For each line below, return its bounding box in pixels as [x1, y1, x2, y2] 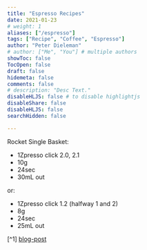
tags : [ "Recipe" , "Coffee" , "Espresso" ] [7, 36, 126, 43]
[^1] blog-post [7, 235, 47, 243]
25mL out [17, 221, 45, 229]
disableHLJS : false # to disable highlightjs [7, 94, 140, 101]
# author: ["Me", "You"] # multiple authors [7, 49, 137, 56]
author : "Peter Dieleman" [7, 42, 81, 49]
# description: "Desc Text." [7, 87, 91, 94]
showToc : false [7, 55, 51, 62]
